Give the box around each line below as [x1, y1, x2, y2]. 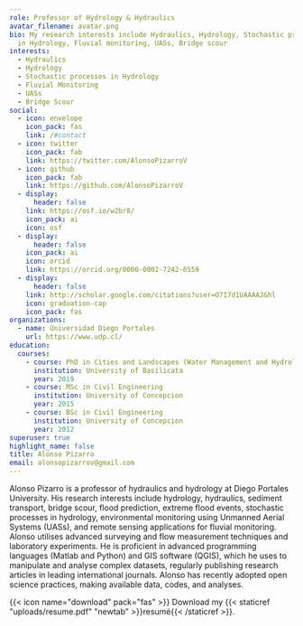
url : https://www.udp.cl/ [25, 332, 124, 341]
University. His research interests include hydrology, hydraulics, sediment [9, 493, 282, 503]
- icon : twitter [17, 139, 78, 148]
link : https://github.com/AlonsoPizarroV [25, 182, 183, 191]
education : [9, 341, 50, 350]
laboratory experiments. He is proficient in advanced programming [9, 541, 257, 551]
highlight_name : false [9, 442, 95, 451]
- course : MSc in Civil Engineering [25, 383, 164, 392]
